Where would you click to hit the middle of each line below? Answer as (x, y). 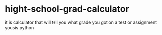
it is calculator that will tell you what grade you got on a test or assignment (81, 22)
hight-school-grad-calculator (67, 9)
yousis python (20, 27)
